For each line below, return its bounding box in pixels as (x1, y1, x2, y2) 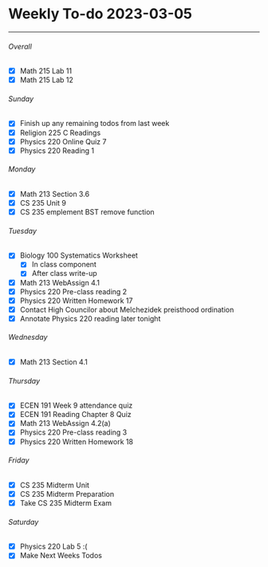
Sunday (8, 93, 34, 104)
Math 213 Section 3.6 (19, 189, 90, 199)
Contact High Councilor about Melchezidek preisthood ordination (19, 305, 235, 314)
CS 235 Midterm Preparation (19, 489, 114, 498)
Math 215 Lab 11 (19, 66, 73, 76)
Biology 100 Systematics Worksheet (19, 250, 138, 260)
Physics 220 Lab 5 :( (19, 541, 88, 551)
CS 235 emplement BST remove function (19, 207, 155, 217)
